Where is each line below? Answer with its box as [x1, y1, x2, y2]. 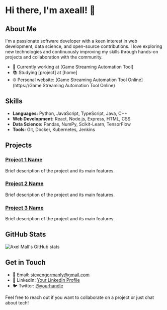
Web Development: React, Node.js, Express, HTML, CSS [12, 115, 131, 121]
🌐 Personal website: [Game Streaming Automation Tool [12, 77, 127, 83]
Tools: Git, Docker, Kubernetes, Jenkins [12, 126, 96, 133]
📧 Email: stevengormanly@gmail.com [12, 272, 90, 278]
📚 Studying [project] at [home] [12, 70, 77, 75]
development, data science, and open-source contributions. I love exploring [5, 43, 162, 49]
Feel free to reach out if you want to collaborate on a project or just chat [5, 294, 154, 300]
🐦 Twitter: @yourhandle [12, 282, 64, 289]
